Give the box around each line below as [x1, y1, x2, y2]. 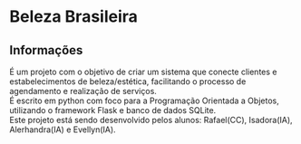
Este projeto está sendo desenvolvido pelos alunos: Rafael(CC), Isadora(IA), [9, 115, 293, 125]
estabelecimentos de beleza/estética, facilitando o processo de [9, 76, 247, 87]
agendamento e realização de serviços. [9, 86, 157, 96]
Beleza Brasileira [9, 6, 139, 27]
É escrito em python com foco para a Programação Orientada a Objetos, [9, 95, 279, 106]
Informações [9, 43, 83, 58]
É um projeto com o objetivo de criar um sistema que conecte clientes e [9, 66, 277, 77]
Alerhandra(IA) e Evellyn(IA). [9, 124, 116, 135]
